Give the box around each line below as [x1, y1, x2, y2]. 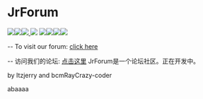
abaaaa [7, 84, 30, 93]
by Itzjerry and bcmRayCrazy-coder [7, 71, 112, 79]
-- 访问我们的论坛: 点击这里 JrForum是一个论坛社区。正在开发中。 [7, 57, 200, 65]
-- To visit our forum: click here [7, 42, 98, 50]
